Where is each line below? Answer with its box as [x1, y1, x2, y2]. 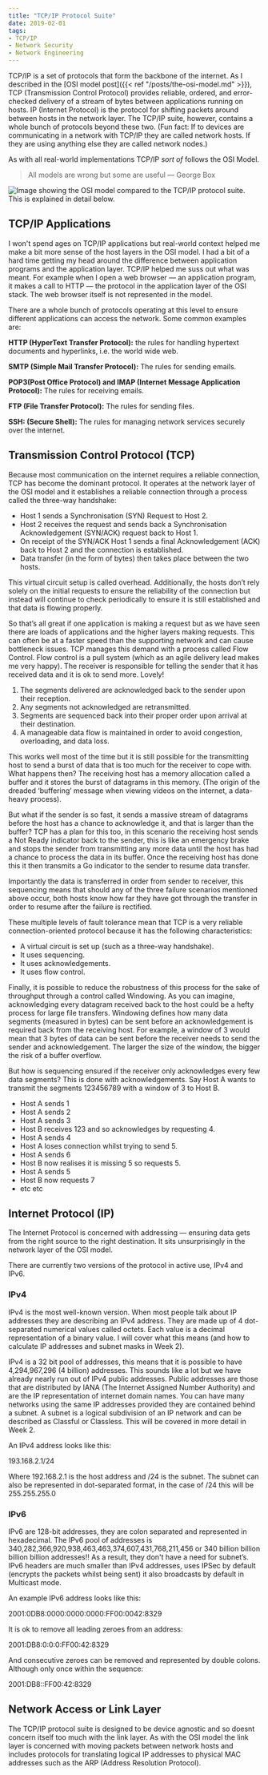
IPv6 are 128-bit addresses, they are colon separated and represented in [8, 1527, 248, 1536]
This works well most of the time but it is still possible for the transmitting [8, 751, 250, 761]
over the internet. [8, 425, 66, 435]
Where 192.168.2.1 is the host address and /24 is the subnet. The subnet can [8, 1471, 259, 1481]
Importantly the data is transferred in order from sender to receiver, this [8, 876, 244, 886]
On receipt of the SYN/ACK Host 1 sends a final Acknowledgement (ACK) [19, 536, 261, 545]
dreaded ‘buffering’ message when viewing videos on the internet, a [8, 786, 234, 795]
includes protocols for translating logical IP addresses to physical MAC [8, 1749, 242, 1759]
